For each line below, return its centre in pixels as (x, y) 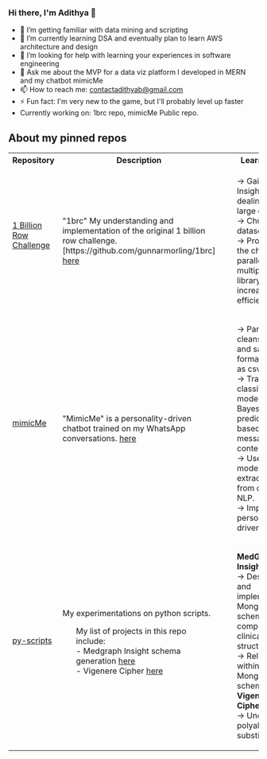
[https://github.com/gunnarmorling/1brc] (139, 251)
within (248, 666)
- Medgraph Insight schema (128, 651)
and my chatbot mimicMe (61, 81)
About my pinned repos (68, 138)
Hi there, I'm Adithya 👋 (52, 13)
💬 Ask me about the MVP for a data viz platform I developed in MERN (133, 72)
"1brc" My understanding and (118, 221)
